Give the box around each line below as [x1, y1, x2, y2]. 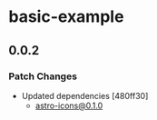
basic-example [8, 6, 124, 27]
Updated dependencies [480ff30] [21, 90, 149, 101]
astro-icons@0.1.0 [34, 100, 103, 111]
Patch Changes [8, 70, 78, 83]
